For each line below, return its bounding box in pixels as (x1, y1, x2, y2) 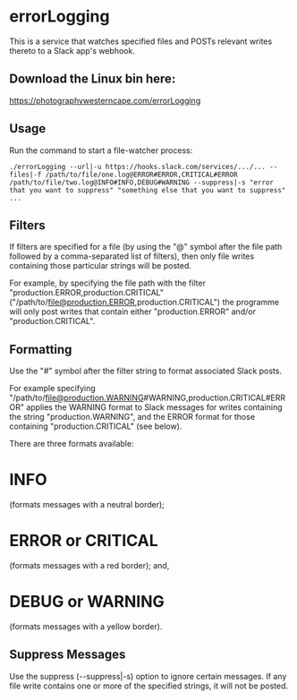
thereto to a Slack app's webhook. (9, 45, 136, 55)
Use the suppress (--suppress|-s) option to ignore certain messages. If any (9, 670, 287, 681)
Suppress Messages (9, 647, 126, 662)
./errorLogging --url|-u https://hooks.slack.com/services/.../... (9, 162, 267, 171)
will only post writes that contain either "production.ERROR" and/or (9, 306, 257, 317)
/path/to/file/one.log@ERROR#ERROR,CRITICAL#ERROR (45, 170, 239, 179)
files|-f (9, 170, 42, 179)
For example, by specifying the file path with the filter (9, 277, 206, 288)
